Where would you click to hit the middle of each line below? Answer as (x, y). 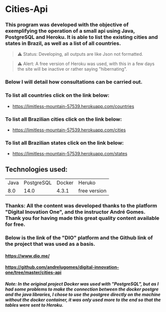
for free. (15, 224)
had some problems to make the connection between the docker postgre (82, 289)
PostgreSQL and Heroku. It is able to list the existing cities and (82, 37)
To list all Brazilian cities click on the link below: (64, 119)
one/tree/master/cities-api (33, 273)
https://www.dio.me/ (27, 256)
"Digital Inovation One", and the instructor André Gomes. (75, 212)
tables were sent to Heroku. (34, 305)
